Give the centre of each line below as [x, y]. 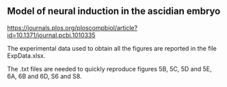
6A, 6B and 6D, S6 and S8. [44, 76]
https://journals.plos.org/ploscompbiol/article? [72, 27]
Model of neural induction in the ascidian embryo [114, 11]
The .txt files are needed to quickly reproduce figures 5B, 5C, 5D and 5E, [109, 69]
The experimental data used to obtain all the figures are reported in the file [112, 48]
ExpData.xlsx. [26, 55]
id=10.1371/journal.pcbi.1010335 [51, 35]
